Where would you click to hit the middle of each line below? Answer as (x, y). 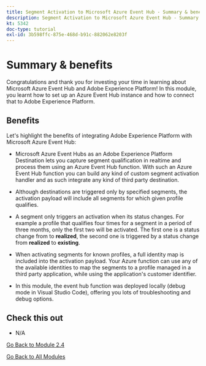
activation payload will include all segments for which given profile (99, 198)
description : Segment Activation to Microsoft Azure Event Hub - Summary (103, 18)
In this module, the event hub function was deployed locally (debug (100, 286)
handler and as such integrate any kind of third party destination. (97, 180)
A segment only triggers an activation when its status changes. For (100, 216)
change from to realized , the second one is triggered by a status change (107, 236)
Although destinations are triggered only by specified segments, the (101, 192)
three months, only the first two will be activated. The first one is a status (107, 230)
